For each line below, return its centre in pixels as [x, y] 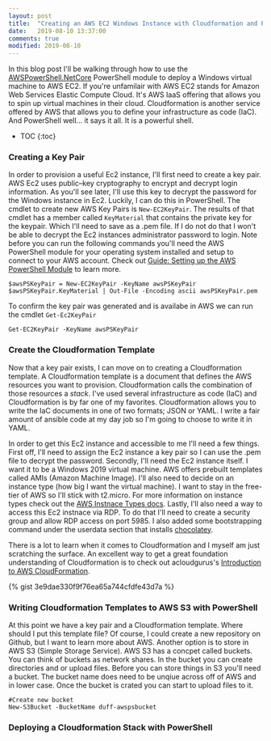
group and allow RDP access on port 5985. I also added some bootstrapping [135, 521]
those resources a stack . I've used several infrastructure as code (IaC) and [133, 393]
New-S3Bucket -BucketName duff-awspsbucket [83, 707]
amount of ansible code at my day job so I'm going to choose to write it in [130, 419]
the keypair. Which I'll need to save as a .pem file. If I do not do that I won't [132, 227]
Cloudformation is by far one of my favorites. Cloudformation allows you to [132, 402]
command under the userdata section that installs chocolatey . [111, 529]
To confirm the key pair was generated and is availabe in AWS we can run [131, 306]
